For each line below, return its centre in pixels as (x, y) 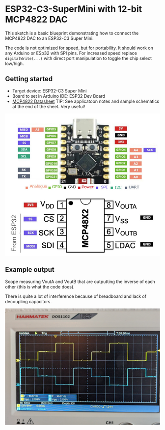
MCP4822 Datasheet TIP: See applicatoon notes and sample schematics (86, 101)
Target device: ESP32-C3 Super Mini (49, 91)
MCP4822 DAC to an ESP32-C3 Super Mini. (50, 38)
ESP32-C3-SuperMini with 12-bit (74, 9)
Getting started (29, 79)
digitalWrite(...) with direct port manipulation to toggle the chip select (79, 58)
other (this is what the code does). (40, 287)
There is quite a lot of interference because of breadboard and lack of (76, 296)
